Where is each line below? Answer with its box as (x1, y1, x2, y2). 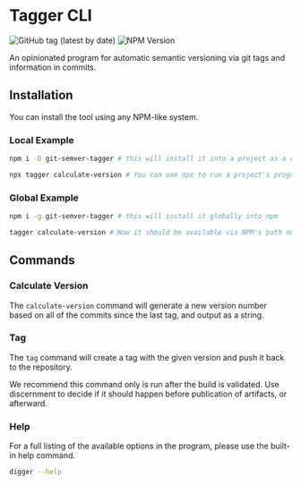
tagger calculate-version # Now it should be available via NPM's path (9, 227, 282, 237)
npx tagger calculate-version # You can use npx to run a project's (9, 170, 271, 179)
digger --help (9, 467, 63, 477)
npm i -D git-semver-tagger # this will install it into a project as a (9, 154, 287, 164)
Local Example (9, 133, 74, 146)
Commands (9, 252, 76, 268)
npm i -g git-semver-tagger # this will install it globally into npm (9, 212, 279, 221)
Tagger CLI (9, 5, 92, 26)
